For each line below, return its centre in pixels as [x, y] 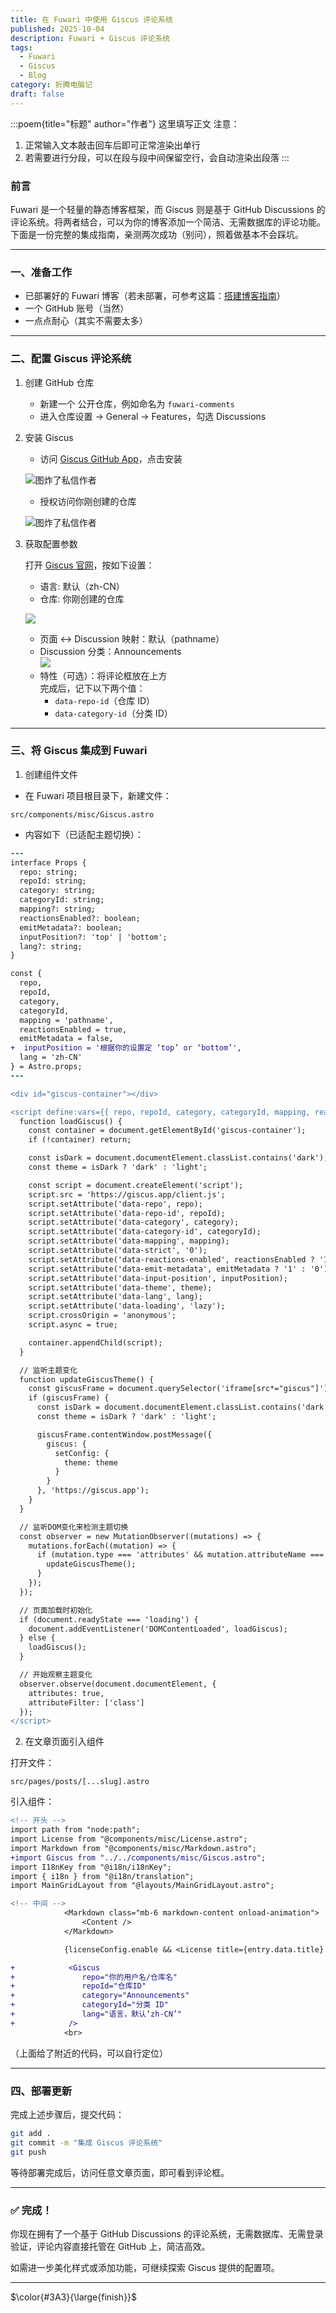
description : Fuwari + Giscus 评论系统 [90, 38]
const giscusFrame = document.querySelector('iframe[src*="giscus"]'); [180, 1389]
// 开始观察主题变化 [56, 1675]
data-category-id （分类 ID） [113, 713]
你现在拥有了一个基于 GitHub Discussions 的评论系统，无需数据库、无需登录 [167, 2233]
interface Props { [48, 862]
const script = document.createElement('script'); [136, 1185]
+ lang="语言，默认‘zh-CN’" [96, 2014]
